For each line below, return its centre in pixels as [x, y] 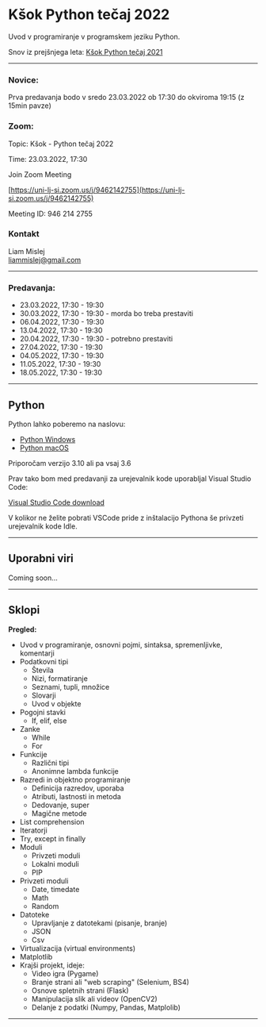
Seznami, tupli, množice [70, 687]
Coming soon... [33, 578]
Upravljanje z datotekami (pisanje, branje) [99, 923]
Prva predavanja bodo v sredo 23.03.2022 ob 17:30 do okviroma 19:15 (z [126, 98]
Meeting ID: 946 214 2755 [51, 213]
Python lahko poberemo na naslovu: [67, 424]
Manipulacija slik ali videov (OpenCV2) [95, 998]
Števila [42, 670]
